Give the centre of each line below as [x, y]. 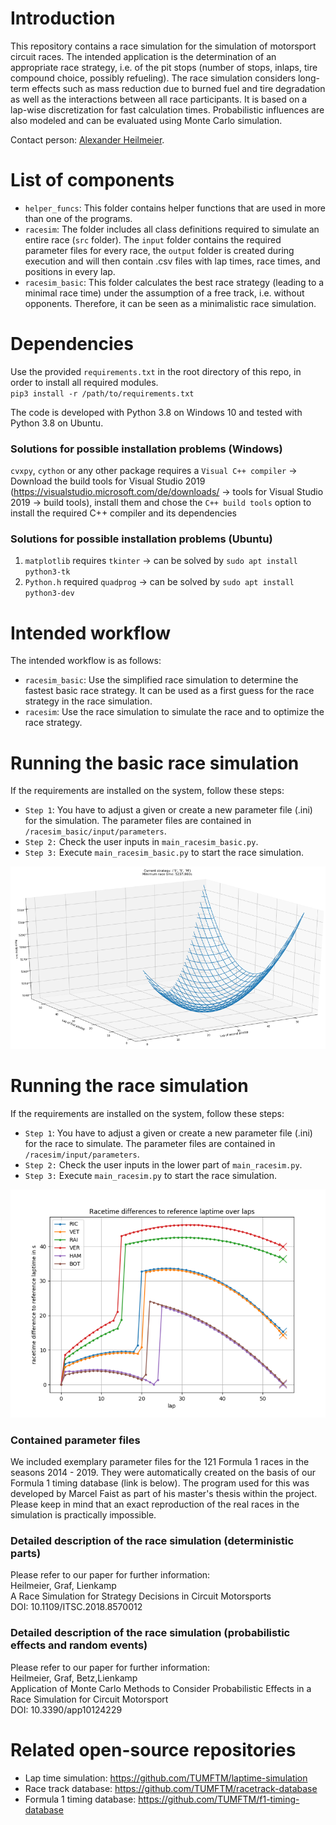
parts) [26, 1553]
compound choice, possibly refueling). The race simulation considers [153, 78]
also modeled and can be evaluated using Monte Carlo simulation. [146, 120]
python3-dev [49, 593]
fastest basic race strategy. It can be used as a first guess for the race [169, 691]
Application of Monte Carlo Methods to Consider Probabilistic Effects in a [161, 1688]
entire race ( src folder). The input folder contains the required [153, 239]
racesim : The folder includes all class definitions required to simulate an [172, 229]
